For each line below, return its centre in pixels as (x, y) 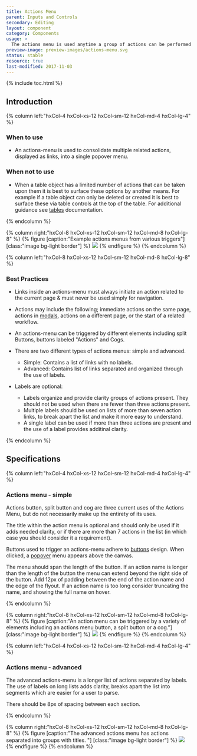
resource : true (25, 61)
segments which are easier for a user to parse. (63, 693)
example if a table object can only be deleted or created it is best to (96, 197)
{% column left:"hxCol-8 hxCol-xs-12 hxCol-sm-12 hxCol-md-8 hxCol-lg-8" (98, 257)
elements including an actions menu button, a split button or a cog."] (89, 627)
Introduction (29, 102)
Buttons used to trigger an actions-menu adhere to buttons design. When (95, 550)
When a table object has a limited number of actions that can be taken (100, 185)
